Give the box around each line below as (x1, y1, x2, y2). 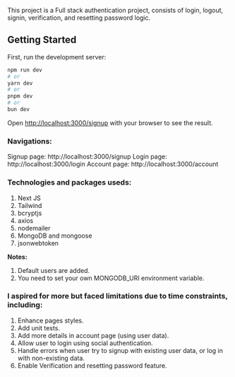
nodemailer (17, 224, 51, 232)
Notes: (7, 253, 28, 261)
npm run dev (7, 66, 42, 74)
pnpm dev (7, 93, 33, 100)
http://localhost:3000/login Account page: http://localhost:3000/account (7, 160, 219, 168)
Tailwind (17, 201, 42, 209)
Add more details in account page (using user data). (17, 331, 169, 340)
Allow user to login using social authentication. (17, 339, 153, 347)
